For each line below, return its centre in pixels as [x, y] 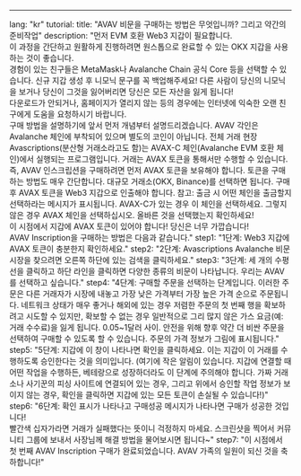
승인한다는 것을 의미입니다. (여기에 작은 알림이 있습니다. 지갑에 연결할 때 [166, 361]
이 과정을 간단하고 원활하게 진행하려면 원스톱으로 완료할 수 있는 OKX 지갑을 [141, 47]
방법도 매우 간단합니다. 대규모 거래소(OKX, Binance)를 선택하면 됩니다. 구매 [158, 181]
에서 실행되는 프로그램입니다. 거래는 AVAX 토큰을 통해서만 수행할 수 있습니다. [154, 159]
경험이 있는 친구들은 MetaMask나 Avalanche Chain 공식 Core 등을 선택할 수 [143, 69]
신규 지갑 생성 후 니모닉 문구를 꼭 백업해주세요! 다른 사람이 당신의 [149, 80]
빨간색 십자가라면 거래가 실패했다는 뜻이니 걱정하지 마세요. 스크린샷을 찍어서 [142, 428]
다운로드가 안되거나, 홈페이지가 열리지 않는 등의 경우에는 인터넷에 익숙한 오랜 [143, 103]
